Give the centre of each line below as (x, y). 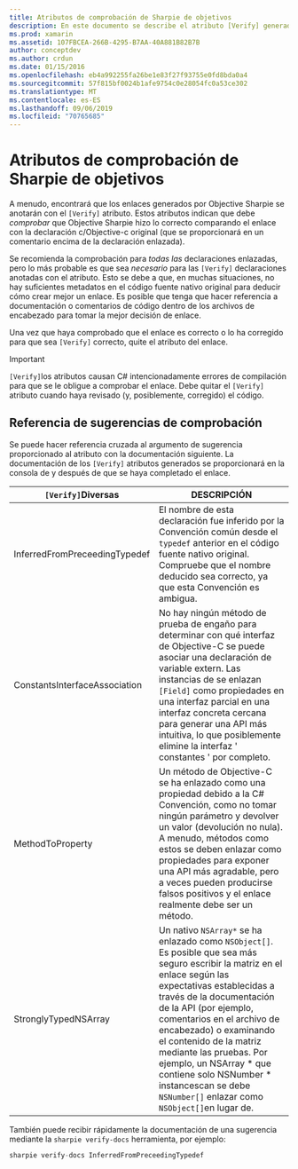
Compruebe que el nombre (215, 565)
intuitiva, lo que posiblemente (220, 735)
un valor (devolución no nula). (221, 826)
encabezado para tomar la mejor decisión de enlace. (105, 315)
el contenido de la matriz (210, 1041)
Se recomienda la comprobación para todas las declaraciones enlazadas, (143, 259)
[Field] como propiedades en (221, 691)
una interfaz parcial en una (214, 701)
